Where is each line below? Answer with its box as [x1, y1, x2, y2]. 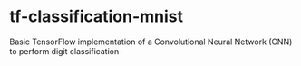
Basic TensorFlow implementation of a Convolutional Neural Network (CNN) [9, 36, 293, 47]
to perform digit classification [9, 45, 120, 56]
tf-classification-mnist [9, 6, 184, 27]
